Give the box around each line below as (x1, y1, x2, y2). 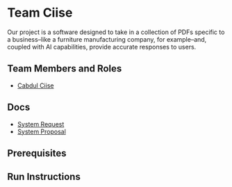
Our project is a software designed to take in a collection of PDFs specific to (7, 28, 225, 36)
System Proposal (17, 127, 66, 136)
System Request (17, 120, 65, 128)
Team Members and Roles (7, 63, 122, 74)
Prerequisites (7, 147, 67, 159)
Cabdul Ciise (17, 81, 54, 90)
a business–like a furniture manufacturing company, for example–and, (7, 35, 207, 43)
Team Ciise (7, 5, 73, 21)
